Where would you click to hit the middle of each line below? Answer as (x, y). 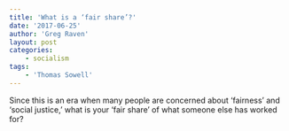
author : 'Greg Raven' (49, 34)
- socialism (47, 58)
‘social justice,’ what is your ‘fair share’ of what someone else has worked (143, 109)
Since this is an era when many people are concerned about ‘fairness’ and (145, 100)
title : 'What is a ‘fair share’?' (73, 17)
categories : (31, 50)
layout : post (33, 42)
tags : (19, 67)
